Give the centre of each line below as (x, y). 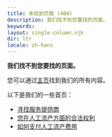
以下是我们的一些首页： (40, 95)
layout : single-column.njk (45, 33)
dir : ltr (19, 39)
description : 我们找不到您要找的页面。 (57, 20)
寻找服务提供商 (38, 109)
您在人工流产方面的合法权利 (56, 118)
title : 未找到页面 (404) (40, 13)
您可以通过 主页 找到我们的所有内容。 (58, 80)
